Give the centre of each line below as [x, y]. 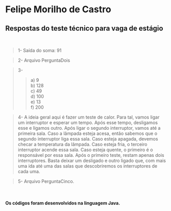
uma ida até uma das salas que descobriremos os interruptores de [87, 166]
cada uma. [29, 171]
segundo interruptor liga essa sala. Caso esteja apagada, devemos [88, 139]
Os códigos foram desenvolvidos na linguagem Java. [63, 203]
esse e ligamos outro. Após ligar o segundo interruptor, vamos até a [89, 128]
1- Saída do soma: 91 [40, 50]
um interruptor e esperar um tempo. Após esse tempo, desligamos [88, 123]
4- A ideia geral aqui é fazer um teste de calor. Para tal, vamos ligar [89, 117]
